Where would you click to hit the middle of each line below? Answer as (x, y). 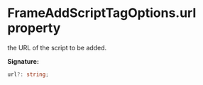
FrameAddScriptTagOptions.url (102, 13)
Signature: (23, 61)
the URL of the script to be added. (57, 47)
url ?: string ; (28, 74)
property (34, 28)
